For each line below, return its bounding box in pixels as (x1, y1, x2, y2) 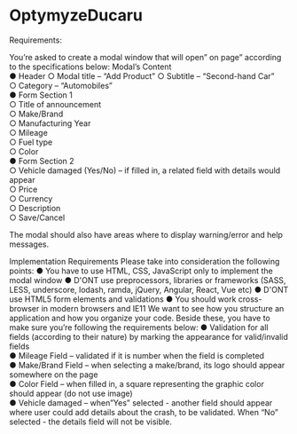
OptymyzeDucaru (9, 5, 144, 26)
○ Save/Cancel (9, 212, 66, 223)
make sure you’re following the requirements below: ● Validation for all (9, 321, 269, 333)
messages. (9, 239, 50, 249)
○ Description (9, 202, 61, 213)
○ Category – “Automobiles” (9, 80, 113, 91)
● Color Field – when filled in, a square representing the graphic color (9, 378, 264, 389)
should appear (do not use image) (9, 388, 133, 398)
